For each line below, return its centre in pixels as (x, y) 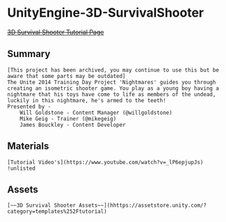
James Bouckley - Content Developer (73, 125)
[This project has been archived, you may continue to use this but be (113, 70)
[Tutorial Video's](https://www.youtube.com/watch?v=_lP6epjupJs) (105, 162)
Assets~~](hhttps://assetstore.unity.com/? (143, 206)
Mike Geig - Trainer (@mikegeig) (68, 119)
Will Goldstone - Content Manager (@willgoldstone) (96, 113)
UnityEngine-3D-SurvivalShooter (105, 13)
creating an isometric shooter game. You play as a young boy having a (113, 88)
